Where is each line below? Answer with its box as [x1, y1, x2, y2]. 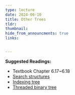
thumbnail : [5, 26, 28, 31]
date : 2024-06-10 [5, 12, 42, 17]
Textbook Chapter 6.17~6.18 [12, 68, 70, 74]
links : [5, 36, 19, 41]
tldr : [5, 21, 17, 27]
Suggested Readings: [5, 58, 51, 64]
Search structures [12, 73, 50, 79]
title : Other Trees [5, 17, 46, 22]
